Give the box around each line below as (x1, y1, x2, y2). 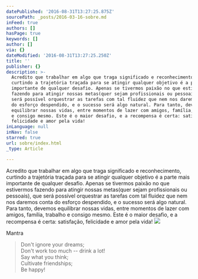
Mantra (6, 229, 24, 237)
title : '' (6, 58, 31, 64)
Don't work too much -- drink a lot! (20, 247, 105, 254)
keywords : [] (6, 36, 38, 42)
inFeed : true (6, 19, 38, 25)
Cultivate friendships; (20, 260, 73, 267)
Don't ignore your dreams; (20, 241, 85, 248)
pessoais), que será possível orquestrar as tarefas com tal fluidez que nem (6, 192, 187, 199)
